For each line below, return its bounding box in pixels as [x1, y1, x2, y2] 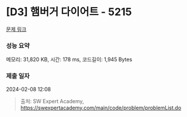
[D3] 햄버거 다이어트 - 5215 [6, 5, 132, 19]
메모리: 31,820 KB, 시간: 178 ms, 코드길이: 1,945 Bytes [6, 56, 133, 63]
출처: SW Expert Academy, [20, 97, 84, 105]
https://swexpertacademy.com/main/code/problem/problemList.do [20, 104, 182, 111]
